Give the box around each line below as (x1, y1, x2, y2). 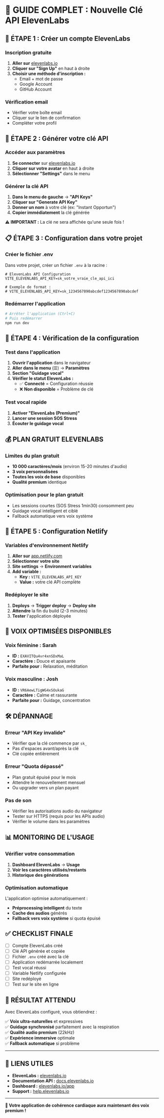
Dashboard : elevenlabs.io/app (12, 1083, 75, 1089)
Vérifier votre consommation (5, 851, 75, 858)
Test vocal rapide (5, 399, 47, 406)
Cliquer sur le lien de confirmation (12, 115, 81, 121)
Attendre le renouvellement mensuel (12, 780, 85, 785)
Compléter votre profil (12, 120, 57, 126)
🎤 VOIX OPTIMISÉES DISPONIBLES (5, 627, 112, 636)
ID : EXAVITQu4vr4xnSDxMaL (12, 653, 64, 659)
